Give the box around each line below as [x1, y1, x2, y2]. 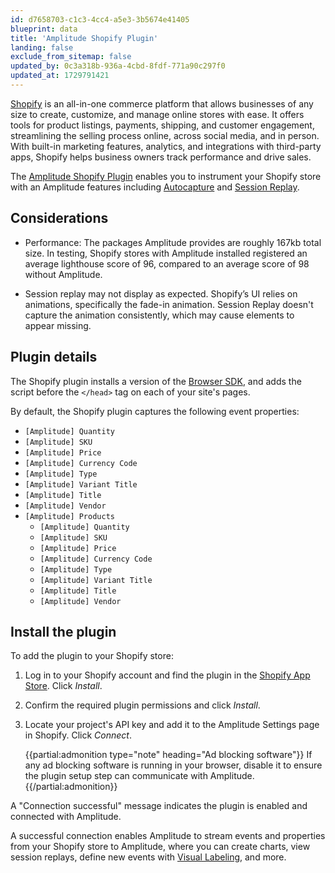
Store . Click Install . [24, 680, 103, 692]
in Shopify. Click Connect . [24, 729, 132, 741]
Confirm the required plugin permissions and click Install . [24, 699, 261, 711]
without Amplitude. [24, 268, 103, 280]
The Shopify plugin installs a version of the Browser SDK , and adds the [10, 375, 302, 387]
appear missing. [24, 319, 92, 331]
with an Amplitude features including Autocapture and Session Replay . [10, 181, 300, 193]
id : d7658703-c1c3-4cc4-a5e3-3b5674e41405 [10, 14, 190, 25]
